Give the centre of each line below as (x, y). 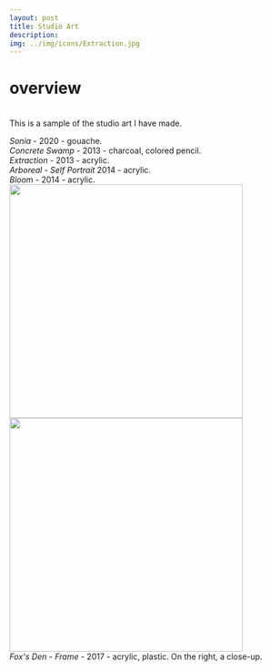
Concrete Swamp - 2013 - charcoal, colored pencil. (105, 150)
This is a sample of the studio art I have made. (96, 123)
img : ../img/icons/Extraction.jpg (75, 43)
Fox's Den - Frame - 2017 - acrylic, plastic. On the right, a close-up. (136, 656)
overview (45, 88)
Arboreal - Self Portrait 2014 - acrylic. (80, 170)
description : (34, 35)
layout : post (34, 18)
